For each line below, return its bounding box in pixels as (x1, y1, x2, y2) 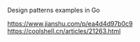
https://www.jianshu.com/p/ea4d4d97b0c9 (7, 20, 133, 27)
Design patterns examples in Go (7, 6, 101, 14)
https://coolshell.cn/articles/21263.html (7, 27, 121, 35)
